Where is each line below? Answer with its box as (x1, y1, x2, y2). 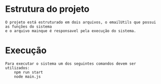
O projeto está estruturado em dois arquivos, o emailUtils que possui (5, 20, 156, 25)
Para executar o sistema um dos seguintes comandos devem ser (5, 61, 136, 66)
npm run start (14, 70, 43, 75)
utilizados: (5, 65, 30, 70)
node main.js (14, 74, 41, 79)
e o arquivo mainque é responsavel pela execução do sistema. (5, 28, 136, 33)
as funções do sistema (5, 24, 52, 29)
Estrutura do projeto (5, 3, 90, 15)
